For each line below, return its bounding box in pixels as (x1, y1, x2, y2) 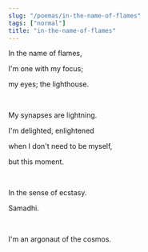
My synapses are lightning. (8, 110, 98, 120)
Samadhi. (8, 203, 40, 213)
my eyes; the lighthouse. (8, 79, 90, 89)
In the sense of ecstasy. (8, 188, 87, 198)
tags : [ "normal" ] (8, 19, 66, 27)
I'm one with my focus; (8, 64, 84, 74)
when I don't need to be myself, (8, 142, 113, 151)
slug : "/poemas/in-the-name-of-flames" (8, 11, 142, 20)
